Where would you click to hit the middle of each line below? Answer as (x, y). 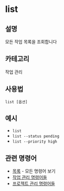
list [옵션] (16, 102)
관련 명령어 (21, 158)
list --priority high (34, 142)
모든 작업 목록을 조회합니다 (31, 42)
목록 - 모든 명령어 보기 (34, 171)
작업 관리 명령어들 (30, 178)
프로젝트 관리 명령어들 (34, 184)
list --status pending (36, 136)
